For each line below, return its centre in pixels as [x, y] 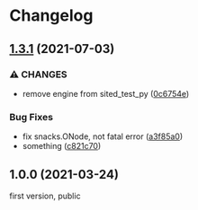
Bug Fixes [31, 117]
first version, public [45, 196]
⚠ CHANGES [38, 74]
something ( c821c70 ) [62, 146]
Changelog [51, 16]
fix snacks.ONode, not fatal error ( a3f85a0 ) [103, 136]
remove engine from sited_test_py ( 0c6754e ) [106, 93]
